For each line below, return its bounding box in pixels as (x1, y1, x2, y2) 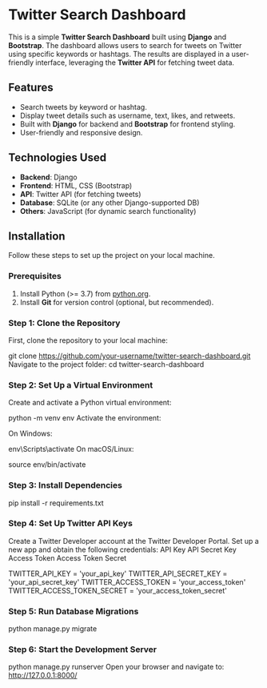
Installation (8, 229, 66, 243)
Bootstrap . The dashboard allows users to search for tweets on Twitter (8, 40, 242, 50)
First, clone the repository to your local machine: (8, 335, 168, 345)
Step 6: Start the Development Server (8, 644, 157, 655)
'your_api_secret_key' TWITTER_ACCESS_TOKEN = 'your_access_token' (8, 577, 246, 586)
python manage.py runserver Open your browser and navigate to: (8, 662, 225, 672)
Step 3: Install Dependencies (8, 480, 122, 491)
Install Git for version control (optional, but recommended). (19, 297, 214, 307)
